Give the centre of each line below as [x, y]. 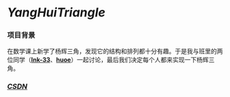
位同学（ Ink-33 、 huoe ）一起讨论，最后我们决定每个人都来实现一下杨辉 [108, 60]
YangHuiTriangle [56, 13]
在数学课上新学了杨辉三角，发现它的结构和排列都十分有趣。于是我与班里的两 [115, 51]
